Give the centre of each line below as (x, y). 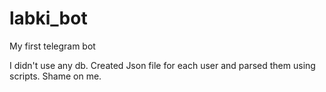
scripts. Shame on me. (55, 76)
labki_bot (48, 18)
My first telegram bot (52, 46)
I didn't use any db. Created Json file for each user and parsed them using (162, 65)
